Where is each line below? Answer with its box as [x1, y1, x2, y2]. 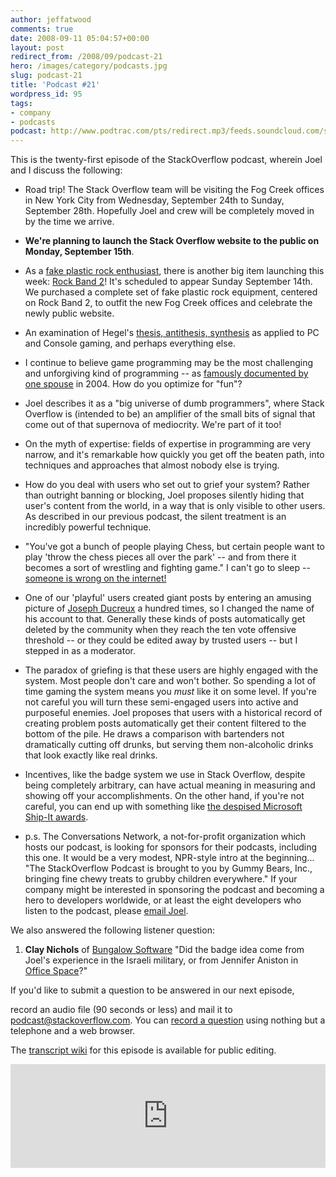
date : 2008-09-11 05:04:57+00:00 [10, 33, 150, 43]
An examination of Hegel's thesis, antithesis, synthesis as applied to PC [24, 327, 320, 339]
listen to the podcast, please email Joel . [24, 905, 189, 917]
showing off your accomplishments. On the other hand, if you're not [24, 790, 305, 802]
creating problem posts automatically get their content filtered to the [24, 717, 307, 730]
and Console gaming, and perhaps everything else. [24, 337, 236, 350]
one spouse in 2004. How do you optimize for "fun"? [24, 378, 243, 390]
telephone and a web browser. [10, 1025, 136, 1037]
